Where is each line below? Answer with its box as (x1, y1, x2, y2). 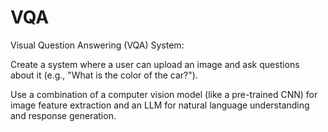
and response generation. (10, 109, 117, 121)
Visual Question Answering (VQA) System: (10, 39, 185, 51)
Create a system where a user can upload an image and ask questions (10, 58, 300, 70)
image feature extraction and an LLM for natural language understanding (10, 99, 310, 111)
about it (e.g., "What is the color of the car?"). (10, 69, 198, 81)
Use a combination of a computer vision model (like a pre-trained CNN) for (10, 88, 318, 100)
